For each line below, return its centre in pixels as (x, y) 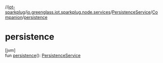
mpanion (14, 17)
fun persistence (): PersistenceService (43, 55)
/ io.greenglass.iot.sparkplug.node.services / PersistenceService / (89, 12)
